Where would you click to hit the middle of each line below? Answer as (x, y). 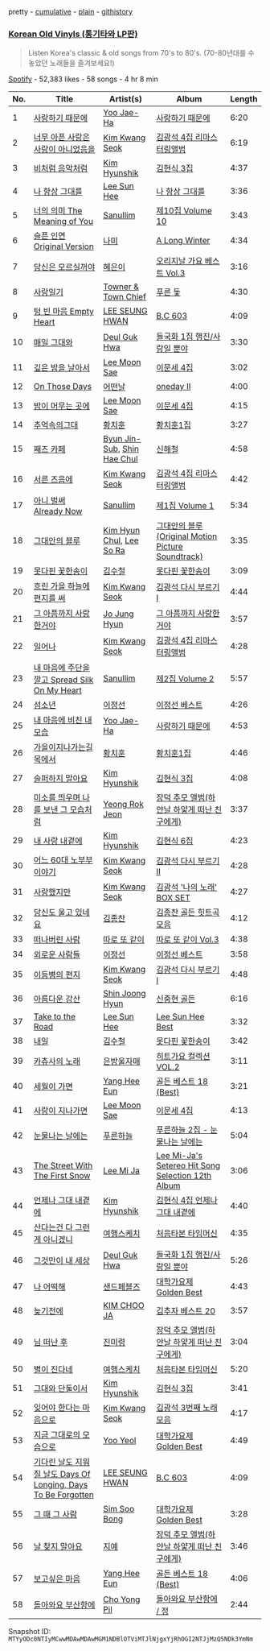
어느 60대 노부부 (63, 860)
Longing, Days (61, 1485)
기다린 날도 (53, 1463)
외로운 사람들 (57, 955)
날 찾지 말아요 (58, 1547)
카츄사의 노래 (57, 1061)
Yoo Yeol (120, 1441)
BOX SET (173, 898)
